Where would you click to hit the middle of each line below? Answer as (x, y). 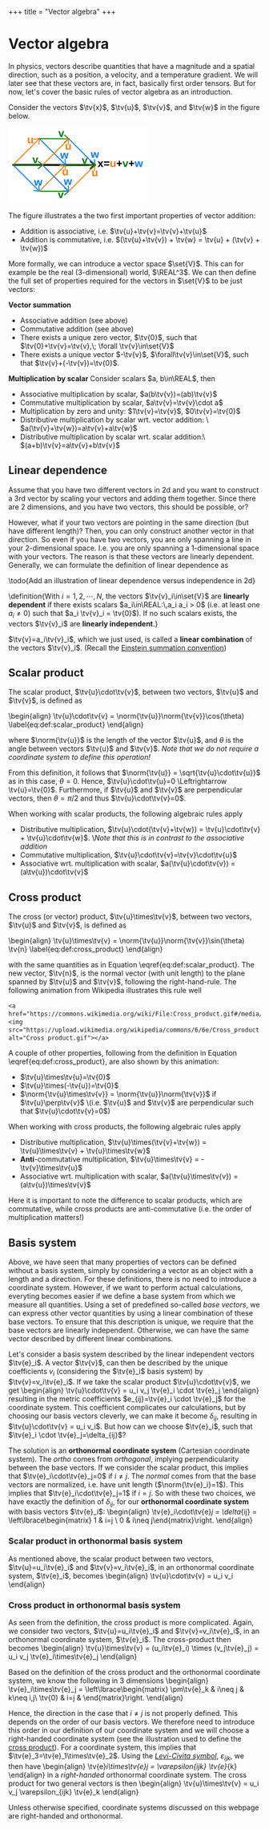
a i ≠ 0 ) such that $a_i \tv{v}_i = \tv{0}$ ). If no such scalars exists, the (123, 614)
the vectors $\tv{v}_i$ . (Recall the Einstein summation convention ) (117, 647)
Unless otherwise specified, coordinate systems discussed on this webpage (134, 1807)
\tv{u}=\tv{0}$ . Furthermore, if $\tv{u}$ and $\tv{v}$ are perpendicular (126, 790)
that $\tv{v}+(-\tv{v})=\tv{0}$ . (70, 363)
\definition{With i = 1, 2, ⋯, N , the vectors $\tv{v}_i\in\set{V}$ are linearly (129, 596)
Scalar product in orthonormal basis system (95, 1541)
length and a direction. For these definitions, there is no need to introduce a (133, 1279)
